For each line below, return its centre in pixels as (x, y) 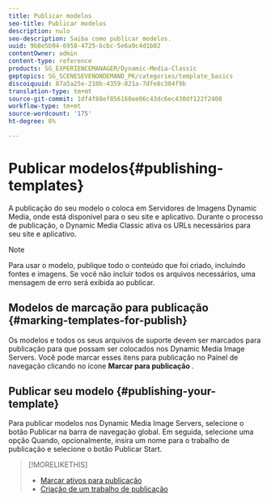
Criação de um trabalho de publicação (104, 489)
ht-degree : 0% (32, 121)
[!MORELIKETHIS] (58, 465)
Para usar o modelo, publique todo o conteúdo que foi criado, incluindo (127, 265)
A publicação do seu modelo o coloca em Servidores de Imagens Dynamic (133, 208)
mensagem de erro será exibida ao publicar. (82, 282)
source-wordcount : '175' (50, 114)
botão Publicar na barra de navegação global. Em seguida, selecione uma (131, 432)
